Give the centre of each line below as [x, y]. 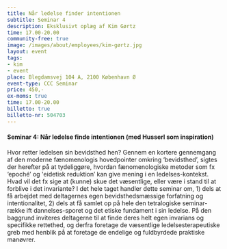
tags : [15, 58]
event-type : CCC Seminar [42, 83]
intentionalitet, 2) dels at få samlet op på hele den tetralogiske [94, 203]
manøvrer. [22, 239]
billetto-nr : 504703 [37, 115]
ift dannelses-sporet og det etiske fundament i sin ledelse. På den [119, 210]
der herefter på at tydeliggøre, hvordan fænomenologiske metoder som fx [111, 167]
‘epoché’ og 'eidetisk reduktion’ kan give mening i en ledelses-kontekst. [108, 174]
